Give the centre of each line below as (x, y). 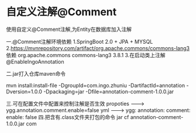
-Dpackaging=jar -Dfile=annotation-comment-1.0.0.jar (109, 92)
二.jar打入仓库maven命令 (36, 73)
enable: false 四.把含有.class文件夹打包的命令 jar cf (68, 117)
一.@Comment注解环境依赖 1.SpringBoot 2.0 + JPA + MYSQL (80, 41)
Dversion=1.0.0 (24, 92)
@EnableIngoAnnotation (35, 61)
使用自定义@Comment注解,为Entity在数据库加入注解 (69, 29)
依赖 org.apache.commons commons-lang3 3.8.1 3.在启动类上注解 (86, 55)
